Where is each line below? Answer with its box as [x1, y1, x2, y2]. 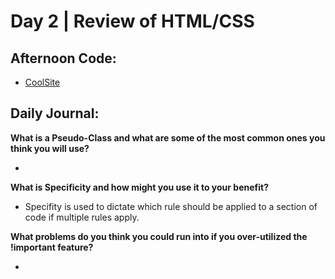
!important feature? [10, 241, 94, 253]
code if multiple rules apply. [24, 211, 140, 223]
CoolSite [24, 76, 61, 88]
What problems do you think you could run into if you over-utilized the [10, 230, 308, 242]
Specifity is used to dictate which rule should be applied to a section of [24, 200, 318, 212]
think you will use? [10, 142, 90, 154]
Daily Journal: [10, 105, 100, 122]
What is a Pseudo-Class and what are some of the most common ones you [10, 131, 326, 144]
